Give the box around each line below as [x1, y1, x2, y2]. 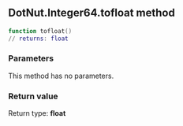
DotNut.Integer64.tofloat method [8, 6, 175, 20]
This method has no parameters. [8, 71, 114, 80]
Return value [8, 91, 58, 102]
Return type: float [8, 109, 66, 118]
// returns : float [8, 35, 69, 43]
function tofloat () [8, 27, 73, 35]
